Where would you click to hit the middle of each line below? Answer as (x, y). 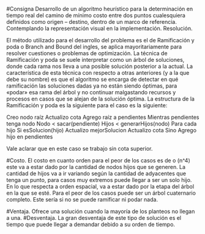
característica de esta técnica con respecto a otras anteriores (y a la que (98, 73)
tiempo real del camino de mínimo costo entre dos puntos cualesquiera (96, 15)
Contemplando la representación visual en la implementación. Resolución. (99, 28)
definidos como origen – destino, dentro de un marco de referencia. (92, 22)
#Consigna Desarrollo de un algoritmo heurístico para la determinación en (100, 9)
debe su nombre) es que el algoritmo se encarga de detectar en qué (92, 79)
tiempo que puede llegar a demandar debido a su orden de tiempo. (91, 224)
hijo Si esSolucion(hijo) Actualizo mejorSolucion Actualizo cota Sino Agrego (102, 130)
